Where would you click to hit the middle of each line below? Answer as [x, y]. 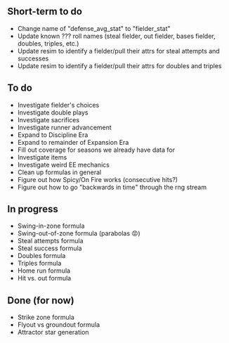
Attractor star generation [53, 332]
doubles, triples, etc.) [48, 43]
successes [33, 58]
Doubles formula [41, 256]
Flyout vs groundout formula [59, 325]
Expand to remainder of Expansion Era [73, 142]
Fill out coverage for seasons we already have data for [96, 150]
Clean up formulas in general [59, 172]
